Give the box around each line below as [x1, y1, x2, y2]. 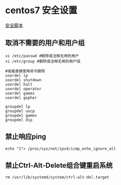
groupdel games [5, 113, 37, 118]
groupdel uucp [5, 108, 35, 114]
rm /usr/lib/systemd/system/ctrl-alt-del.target [5, 175, 109, 180]
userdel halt [5, 82, 33, 87]
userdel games [5, 91, 35, 96]
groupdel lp [5, 104, 30, 109]
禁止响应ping [5, 132, 46, 141]
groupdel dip [5, 117, 33, 122]
